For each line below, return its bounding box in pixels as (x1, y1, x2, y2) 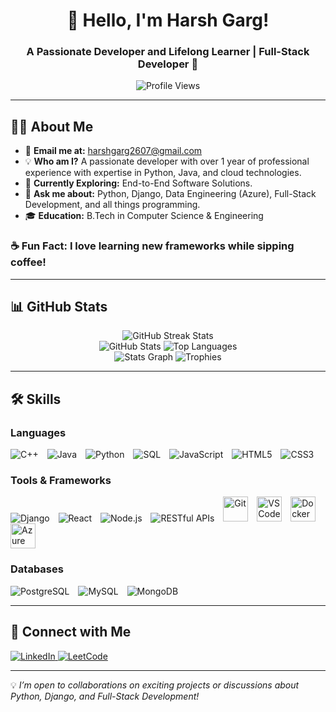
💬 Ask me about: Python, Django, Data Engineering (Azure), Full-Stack (24, 188, 317, 200)
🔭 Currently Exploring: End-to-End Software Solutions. (24, 177, 253, 189)
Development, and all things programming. (24, 199, 201, 211)
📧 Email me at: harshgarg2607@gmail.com (24, 145, 203, 157)
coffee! (10, 255, 47, 269)
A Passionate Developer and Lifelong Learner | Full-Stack (26, 45, 310, 59)
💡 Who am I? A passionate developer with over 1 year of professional (24, 155, 310, 168)
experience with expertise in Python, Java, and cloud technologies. (24, 167, 302, 179)
